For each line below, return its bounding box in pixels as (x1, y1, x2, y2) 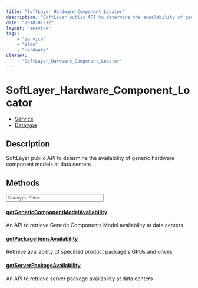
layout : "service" (6, 25, 51, 31)
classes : (6, 53, 28, 58)
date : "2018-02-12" (6, 19, 54, 25)
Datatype (14, 122, 37, 129)
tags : (6, 31, 19, 37)
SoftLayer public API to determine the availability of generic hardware (6, 155, 175, 162)
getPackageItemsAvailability (6, 235, 78, 242)
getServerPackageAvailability (6, 262, 81, 269)
